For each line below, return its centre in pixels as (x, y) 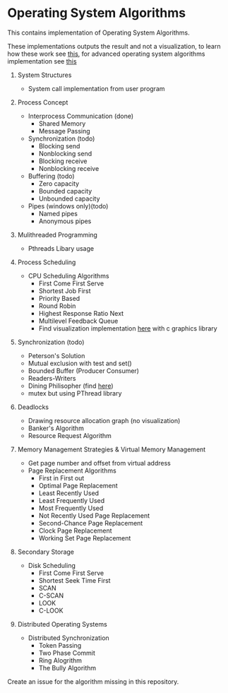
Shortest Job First (65, 290)
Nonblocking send (65, 153)
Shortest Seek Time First (74, 580)
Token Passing (60, 645)
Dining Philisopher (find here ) (71, 386)
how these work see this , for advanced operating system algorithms (106, 54)
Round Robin (57, 306)
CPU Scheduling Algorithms (68, 276)
